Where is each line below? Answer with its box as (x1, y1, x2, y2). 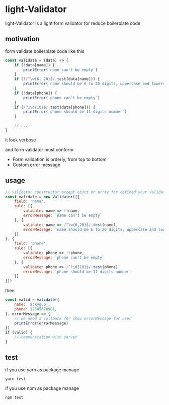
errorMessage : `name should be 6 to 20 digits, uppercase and (23, 227, 156, 232)
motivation (5, 35, 40, 43)
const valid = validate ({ (5, 297, 59, 302)
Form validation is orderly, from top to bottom (12, 156, 107, 162)
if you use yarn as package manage (5, 366, 79, 373)
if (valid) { (5, 330, 33, 335)
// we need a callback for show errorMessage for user (14, 316, 132, 321)
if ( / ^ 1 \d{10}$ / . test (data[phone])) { (14, 105, 96, 110)
